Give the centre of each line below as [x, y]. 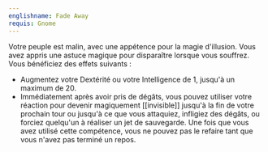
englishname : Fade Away [49, 16]
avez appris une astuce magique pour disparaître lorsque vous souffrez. [129, 55]
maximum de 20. [48, 88]
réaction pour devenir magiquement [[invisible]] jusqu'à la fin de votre [137, 105]
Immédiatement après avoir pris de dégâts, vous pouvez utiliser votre [136, 96]
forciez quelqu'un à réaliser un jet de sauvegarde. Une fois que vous [134, 122]
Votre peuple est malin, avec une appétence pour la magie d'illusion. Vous [132, 46]
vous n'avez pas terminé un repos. [78, 139]
